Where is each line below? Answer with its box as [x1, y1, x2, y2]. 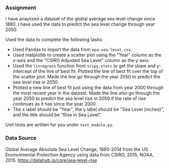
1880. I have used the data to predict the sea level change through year [5, 21, 155, 27]
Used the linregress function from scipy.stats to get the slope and [12, 63, 156, 69]
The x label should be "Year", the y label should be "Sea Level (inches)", [12, 107, 164, 113]
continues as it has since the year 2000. [12, 101, 97, 107]
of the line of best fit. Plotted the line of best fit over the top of [33, 68, 163, 74]
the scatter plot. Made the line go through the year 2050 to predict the [12, 74, 161, 80]
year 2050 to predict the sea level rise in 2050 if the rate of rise [12, 95, 147, 101]
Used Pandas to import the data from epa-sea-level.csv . [12, 47, 132, 53]
